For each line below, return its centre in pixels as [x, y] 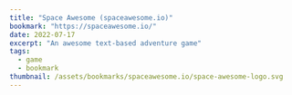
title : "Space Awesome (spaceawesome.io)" [91, 18]
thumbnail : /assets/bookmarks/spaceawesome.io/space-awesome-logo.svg [146, 77]
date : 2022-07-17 [42, 34]
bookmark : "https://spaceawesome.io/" [83, 26]
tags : [20, 52]
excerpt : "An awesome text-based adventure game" [106, 43]
